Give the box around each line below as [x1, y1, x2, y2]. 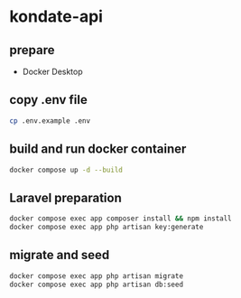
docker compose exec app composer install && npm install [9, 214, 232, 223]
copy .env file [9, 92, 88, 107]
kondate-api [9, 6, 104, 27]
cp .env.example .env [9, 116, 91, 126]
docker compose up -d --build [9, 165, 124, 174]
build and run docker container [9, 142, 187, 157]
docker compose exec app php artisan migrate [9, 271, 183, 281]
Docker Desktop [22, 66, 83, 77]
